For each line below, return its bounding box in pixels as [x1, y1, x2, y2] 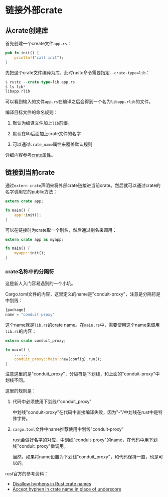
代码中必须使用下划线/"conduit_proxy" [12, 399, 92, 405]
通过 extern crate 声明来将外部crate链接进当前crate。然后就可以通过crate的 [5, 182, 161, 188]
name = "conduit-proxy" [5, 312, 55, 317]
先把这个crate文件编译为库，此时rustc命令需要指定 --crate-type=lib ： [5, 69, 150, 75]
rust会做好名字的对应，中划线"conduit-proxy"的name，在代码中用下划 [12, 437, 158, 443]
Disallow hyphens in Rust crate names [12, 481, 91, 487]
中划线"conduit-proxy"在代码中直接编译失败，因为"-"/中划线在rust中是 [12, 409, 158, 415]
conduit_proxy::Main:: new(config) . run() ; [14, 356, 102, 362]
